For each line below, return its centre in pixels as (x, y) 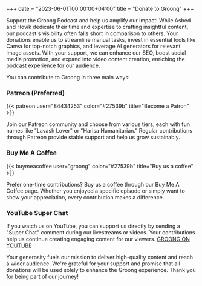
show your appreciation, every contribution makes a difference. (85, 197)
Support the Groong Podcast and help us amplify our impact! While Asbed (99, 20)
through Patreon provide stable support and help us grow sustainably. (93, 137)
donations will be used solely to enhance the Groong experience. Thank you (101, 270)
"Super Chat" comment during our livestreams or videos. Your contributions (101, 232)
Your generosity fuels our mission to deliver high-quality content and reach (100, 257)
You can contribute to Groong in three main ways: (68, 77)
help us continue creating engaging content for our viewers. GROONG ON (98, 239)
